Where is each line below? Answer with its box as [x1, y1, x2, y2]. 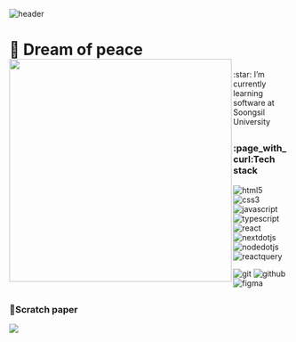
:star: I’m [233, 69, 265, 79]
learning [233, 87, 264, 98]
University [233, 116, 271, 126]
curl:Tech [233, 153, 276, 166]
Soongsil [233, 107, 265, 118]
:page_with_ [233, 142, 287, 155]
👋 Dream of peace [9, 40, 144, 60]
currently [233, 78, 267, 89]
